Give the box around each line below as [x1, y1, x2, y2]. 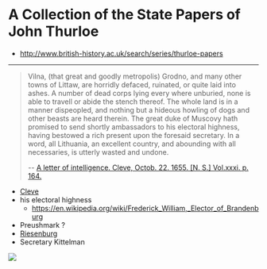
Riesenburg [19, 229, 58, 238]
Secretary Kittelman [19, 236, 85, 247]
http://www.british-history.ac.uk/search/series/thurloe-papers [19, 48, 224, 58]
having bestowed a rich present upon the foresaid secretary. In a [27, 130, 240, 140]
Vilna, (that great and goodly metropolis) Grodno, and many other [27, 71, 242, 81]
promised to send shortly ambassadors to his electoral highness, [27, 121, 240, 132]
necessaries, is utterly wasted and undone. [27, 147, 169, 156]
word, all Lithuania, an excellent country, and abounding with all [27, 139, 236, 148]
